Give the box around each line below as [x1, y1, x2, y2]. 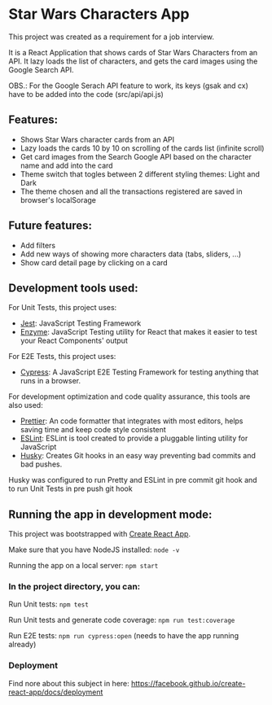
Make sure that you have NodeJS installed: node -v [8, 545, 180, 554]
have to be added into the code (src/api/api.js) [8, 89, 165, 99]
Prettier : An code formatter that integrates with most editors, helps [20, 416, 243, 426]
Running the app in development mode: [8, 507, 213, 521]
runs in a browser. [20, 376, 81, 386]
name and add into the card [20, 160, 113, 170]
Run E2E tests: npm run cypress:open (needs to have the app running [8, 631, 239, 641]
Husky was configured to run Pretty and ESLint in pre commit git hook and [8, 475, 258, 485]
